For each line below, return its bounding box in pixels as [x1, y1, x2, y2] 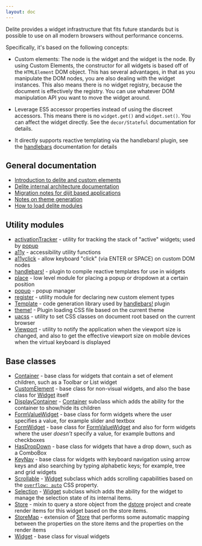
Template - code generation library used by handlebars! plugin [14, 300, 170, 307]
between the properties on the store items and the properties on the [14, 520, 184, 527]
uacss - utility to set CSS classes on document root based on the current [14, 313, 195, 320]
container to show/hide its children [14, 405, 101, 412]
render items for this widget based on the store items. [14, 507, 148, 515]
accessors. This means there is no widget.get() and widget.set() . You [14, 112, 191, 119]
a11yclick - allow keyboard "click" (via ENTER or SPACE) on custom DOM [14, 255, 195, 262]
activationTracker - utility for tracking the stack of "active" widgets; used [14, 236, 195, 243]
